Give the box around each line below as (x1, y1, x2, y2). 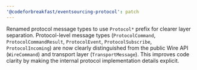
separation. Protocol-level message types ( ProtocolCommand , (6, 31, 156, 39)
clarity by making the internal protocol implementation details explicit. (6, 57, 179, 64)
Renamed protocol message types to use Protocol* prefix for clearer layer (6, 25, 192, 32)
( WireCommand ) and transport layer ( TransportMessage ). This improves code (6, 50, 190, 57)
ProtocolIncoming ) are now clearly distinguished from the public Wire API (6, 44, 189, 51)
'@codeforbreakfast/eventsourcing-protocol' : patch (6, 8, 139, 15)
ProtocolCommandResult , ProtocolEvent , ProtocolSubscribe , (6, 38, 152, 45)
